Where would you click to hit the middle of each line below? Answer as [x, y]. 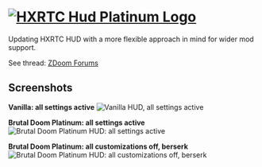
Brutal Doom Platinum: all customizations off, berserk [98, 146]
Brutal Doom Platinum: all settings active [77, 122]
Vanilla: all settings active [52, 107]
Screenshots [40, 88]
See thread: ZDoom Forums [54, 63]
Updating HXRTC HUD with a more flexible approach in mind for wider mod [131, 39]
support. [22, 47]
